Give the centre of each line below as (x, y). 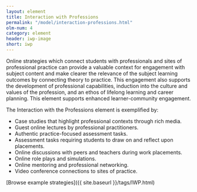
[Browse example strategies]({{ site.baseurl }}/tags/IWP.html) (81, 182)
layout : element (26, 11)
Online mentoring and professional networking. (71, 164)
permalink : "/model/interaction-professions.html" (69, 22)
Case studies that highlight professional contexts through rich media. (98, 121)
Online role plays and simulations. (55, 159)
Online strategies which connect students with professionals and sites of (94, 61)
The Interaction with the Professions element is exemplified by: (82, 110)
